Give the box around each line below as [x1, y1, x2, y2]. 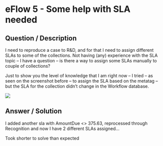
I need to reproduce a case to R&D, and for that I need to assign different [5, 47, 154, 53]
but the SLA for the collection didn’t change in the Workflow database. [5, 83, 149, 89]
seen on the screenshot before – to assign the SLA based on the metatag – [5, 78, 158, 84]
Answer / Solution [5, 107, 62, 116]
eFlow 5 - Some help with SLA [5, 3, 131, 15]
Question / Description [5, 34, 77, 42]
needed [5, 14, 37, 25]
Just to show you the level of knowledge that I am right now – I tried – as [5, 73, 153, 78]
